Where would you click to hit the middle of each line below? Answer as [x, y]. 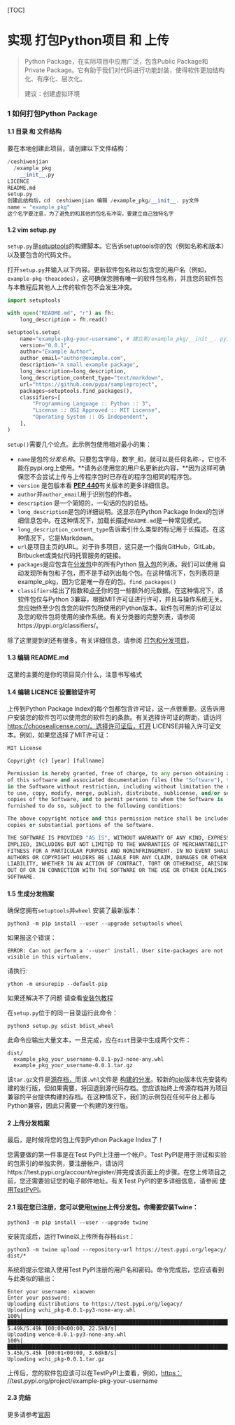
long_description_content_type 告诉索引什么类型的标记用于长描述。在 [118, 529]
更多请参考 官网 [29, 1414]
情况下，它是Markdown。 [60, 538]
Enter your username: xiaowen [51, 1291]
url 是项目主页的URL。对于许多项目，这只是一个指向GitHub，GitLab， [118, 546]
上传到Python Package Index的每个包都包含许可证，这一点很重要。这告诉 [113, 709]
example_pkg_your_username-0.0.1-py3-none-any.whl [89, 1059]
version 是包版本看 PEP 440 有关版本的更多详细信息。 [95, 485]
